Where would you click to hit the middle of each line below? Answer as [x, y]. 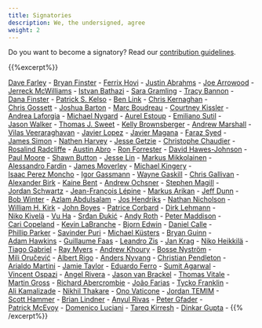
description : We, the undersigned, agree [77, 23]
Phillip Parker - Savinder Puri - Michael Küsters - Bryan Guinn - [110, 233]
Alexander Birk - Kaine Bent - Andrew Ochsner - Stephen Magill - [114, 183]
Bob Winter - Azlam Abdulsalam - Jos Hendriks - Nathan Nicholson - [120, 199]
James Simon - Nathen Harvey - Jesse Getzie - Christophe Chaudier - [122, 141]
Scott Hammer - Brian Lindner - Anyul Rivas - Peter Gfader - [106, 300]
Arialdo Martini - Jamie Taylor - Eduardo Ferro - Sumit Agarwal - [112, 266]
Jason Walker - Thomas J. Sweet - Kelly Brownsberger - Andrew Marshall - [130, 124]
